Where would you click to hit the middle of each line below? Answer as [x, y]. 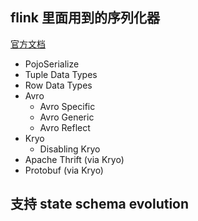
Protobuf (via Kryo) [64, 170]
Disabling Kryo [70, 149]
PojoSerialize [52, 64]
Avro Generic [67, 117]
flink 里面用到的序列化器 [85, 18]
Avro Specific [67, 106]
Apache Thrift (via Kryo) [74, 159]
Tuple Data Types [61, 74]
